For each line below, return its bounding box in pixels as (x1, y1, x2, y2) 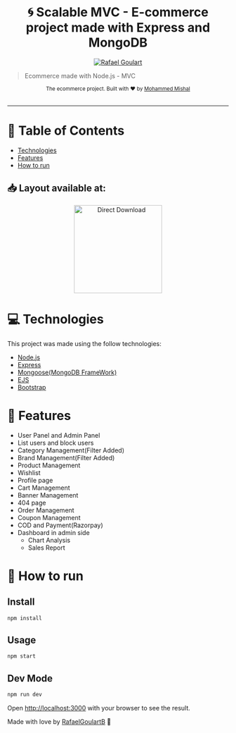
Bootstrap (17, 383, 46, 391)
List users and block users (17, 438, 94, 447)
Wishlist (17, 468, 41, 476)
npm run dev (7, 691, 42, 698)
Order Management (17, 505, 75, 515)
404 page (17, 498, 46, 507)
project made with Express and (25, 20, 211, 36)
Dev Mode (7, 672, 53, 684)
